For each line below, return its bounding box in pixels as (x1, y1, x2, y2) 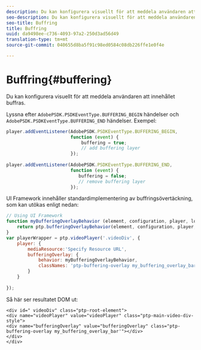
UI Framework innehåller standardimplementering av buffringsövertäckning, (6, 195, 193, 202)
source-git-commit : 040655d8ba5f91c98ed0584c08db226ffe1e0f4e (6, 42, 165, 48)
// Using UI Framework (6, 213, 63, 219)
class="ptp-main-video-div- (123, 312, 194, 318)
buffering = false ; (78, 173, 127, 179)
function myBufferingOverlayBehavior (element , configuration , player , (6, 219, 188, 225)
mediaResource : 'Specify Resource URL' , (28, 246, 127, 252)
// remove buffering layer (78, 179, 146, 185)
